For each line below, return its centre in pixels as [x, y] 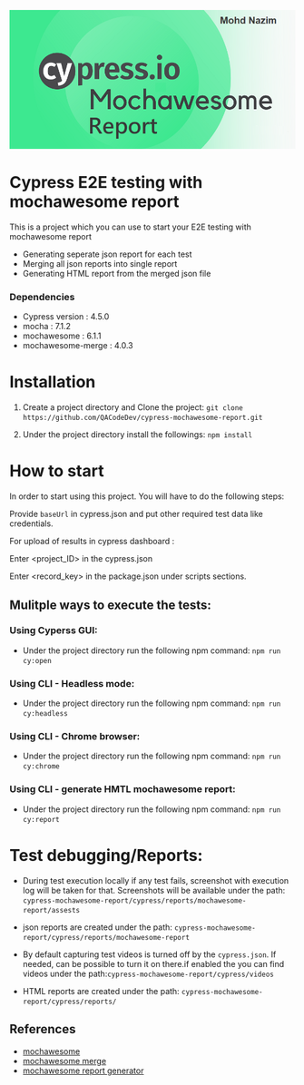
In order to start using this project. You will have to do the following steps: [147, 496]
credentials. [31, 523]
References [43, 1029]
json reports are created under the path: [97, 927]
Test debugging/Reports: [106, 855]
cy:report [41, 819]
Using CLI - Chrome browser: [75, 737]
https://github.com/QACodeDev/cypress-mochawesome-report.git [142, 418]
